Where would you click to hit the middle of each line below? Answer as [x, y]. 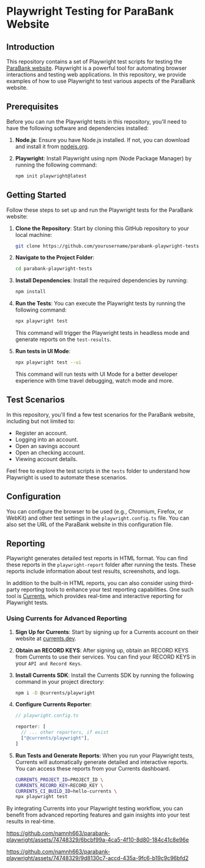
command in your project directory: [60, 681]
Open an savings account [47, 446]
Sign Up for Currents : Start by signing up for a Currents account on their [107, 632]
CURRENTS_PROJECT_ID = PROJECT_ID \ [59, 780]
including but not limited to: [41, 421]
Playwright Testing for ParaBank [90, 11]
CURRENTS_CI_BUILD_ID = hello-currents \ [66, 791]
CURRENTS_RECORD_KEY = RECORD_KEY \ [59, 785]
